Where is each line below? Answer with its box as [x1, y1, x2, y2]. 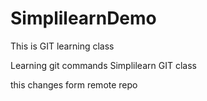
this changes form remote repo [10, 78, 138, 91]
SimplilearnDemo [10, 7, 157, 30]
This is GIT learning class [10, 40, 115, 52]
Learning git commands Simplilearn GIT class [10, 59, 197, 71]
